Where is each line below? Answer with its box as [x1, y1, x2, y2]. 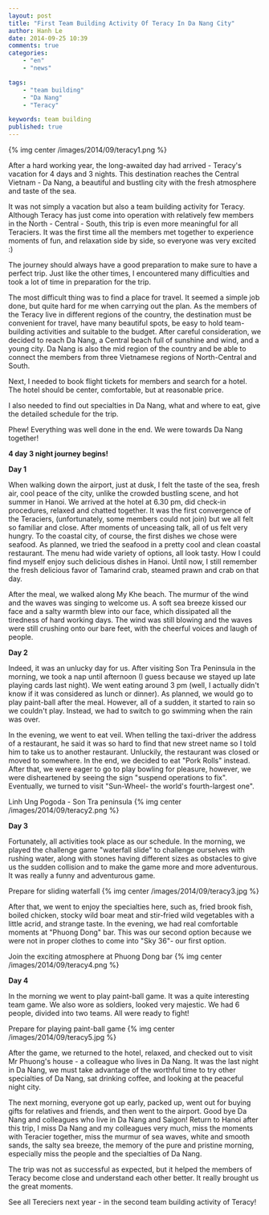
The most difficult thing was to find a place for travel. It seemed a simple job [8, 292, 260, 302]
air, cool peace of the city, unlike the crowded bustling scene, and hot [8, 489, 239, 498]
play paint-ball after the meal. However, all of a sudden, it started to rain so [8, 697, 255, 707]
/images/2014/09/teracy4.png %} [8, 960, 120, 969]
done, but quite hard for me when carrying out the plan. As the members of [8, 301, 257, 310]
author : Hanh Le [8, 27, 63, 35]
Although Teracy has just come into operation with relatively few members [8, 211, 255, 219]
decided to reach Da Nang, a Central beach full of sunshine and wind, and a [8, 335, 259, 345]
